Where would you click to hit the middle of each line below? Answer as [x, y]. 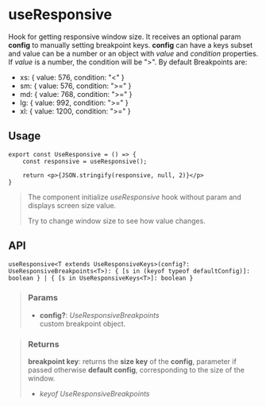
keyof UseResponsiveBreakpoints [94, 394]
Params [42, 298]
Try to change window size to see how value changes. [117, 221]
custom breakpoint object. [83, 323]
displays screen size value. [72, 205]
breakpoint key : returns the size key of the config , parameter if [132, 362]
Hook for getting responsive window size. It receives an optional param [125, 37]
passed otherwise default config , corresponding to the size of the [136, 370]
